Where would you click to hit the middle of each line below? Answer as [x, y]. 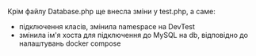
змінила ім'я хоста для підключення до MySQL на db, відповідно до [134, 35]
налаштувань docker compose [70, 43]
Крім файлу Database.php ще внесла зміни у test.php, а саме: [111, 11]
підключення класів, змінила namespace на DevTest [107, 26]
